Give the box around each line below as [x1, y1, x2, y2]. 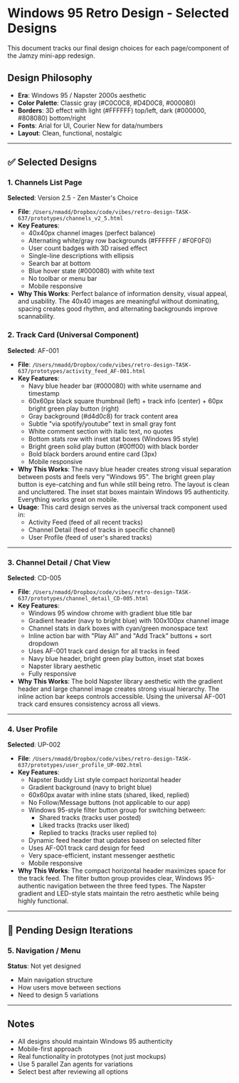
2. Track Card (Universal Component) [7, 330, 139, 340]
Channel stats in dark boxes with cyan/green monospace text [28, 624, 208, 632]
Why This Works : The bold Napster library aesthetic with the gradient [17, 677, 223, 686]
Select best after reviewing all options [17, 1067, 129, 1076]
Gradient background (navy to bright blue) [28, 783, 152, 792]
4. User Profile [7, 724, 58, 734]
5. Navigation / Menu [7, 945, 81, 955]
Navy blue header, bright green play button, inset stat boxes [28, 655, 204, 663]
